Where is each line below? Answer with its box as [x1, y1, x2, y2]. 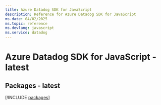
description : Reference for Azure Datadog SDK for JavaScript [5, 12, 136, 17]
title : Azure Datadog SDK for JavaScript [5, 7, 92, 12]
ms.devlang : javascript [5, 26, 54, 31]
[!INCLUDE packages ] [5, 95, 50, 100]
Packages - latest [5, 81, 60, 90]
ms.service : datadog [5, 30, 48, 35]
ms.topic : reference [5, 21, 48, 26]
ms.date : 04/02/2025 [5, 16, 48, 21]
